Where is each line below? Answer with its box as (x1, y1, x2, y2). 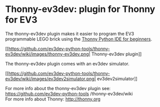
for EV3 (5, 14, 38, 25)
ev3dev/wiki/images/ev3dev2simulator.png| (5, 75, 96, 81)
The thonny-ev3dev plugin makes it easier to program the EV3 (5, 30, 134, 36)
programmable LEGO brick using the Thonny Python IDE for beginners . (5, 36, 152, 42)
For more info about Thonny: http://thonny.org (5, 96, 101, 102)
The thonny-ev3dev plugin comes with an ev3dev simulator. (5, 60, 130, 66)
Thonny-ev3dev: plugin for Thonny (5, 3, 155, 15)
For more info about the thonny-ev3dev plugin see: (5, 85, 111, 91)
